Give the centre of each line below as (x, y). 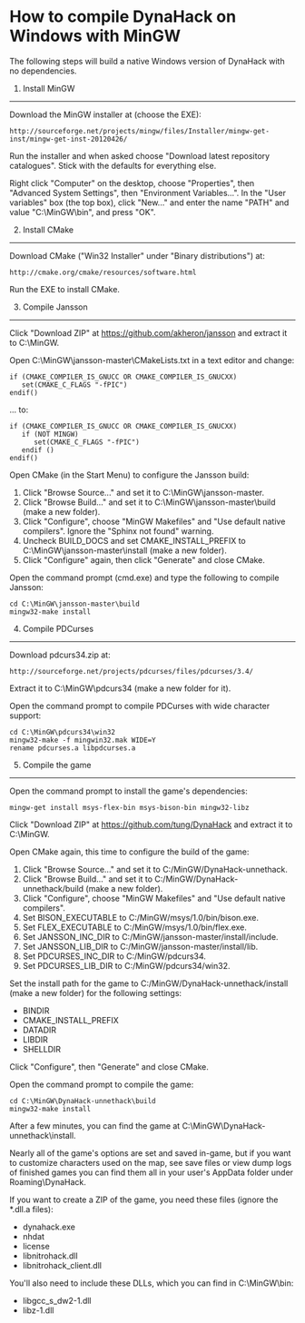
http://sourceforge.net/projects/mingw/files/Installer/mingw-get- (140, 131)
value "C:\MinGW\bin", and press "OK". (83, 212)
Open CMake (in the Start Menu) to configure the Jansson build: (129, 475)
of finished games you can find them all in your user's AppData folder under (151, 1172)
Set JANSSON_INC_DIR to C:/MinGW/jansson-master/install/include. (150, 936)
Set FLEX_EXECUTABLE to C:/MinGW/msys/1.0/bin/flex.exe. (135, 927)
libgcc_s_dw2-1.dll (57, 1300)
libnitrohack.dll (50, 1256)
